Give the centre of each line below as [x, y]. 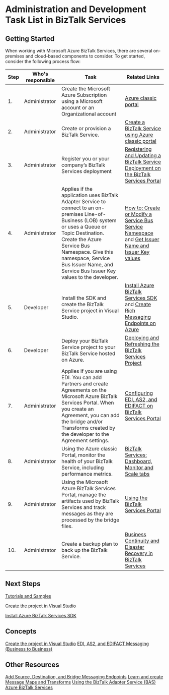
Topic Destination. [82, 233]
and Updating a [143, 156]
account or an [78, 108]
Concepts [21, 631]
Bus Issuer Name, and [87, 265]
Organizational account [89, 114]
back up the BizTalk [84, 550]
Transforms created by [88, 428]
